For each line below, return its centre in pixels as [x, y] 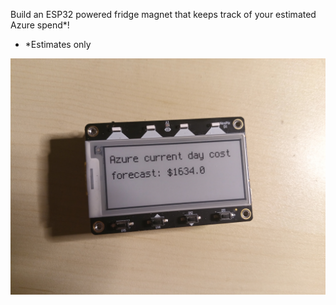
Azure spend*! [40, 25]
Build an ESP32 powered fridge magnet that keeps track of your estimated [163, 14]
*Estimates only [58, 44]
